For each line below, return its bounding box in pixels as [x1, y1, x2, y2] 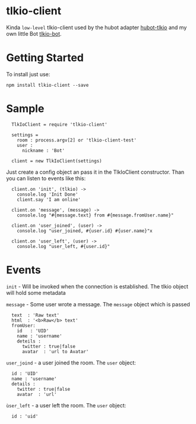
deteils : [17, 338, 42, 344]
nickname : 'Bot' [21, 147, 65, 153]
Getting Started [6, 51, 84, 65]
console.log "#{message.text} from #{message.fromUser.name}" [17, 212, 174, 218]
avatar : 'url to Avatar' [21, 348, 89, 354]
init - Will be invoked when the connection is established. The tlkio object [6, 282, 189, 290]
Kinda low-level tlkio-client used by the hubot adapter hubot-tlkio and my [6, 24, 187, 31]
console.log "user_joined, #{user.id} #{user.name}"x [17, 228, 153, 234]
